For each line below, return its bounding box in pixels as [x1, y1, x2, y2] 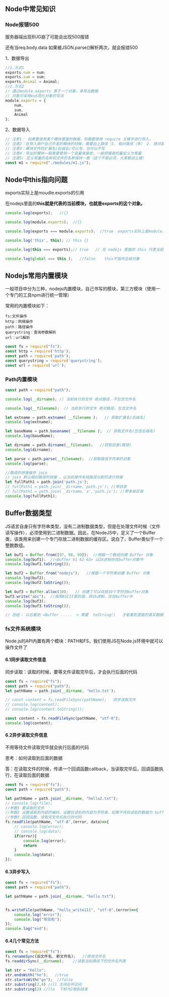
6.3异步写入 [5, 868, 30, 875]
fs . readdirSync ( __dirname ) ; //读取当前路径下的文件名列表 [5, 959, 126, 964]
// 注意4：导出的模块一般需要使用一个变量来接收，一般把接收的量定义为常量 [5, 151, 142, 156]
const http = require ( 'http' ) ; [5, 349, 71, 354]
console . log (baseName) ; [5, 433, 55, 438]
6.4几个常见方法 [5, 937, 39, 943]
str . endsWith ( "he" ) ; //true [5, 972, 69, 977]
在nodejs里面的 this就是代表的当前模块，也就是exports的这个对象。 [5, 201, 145, 207]
